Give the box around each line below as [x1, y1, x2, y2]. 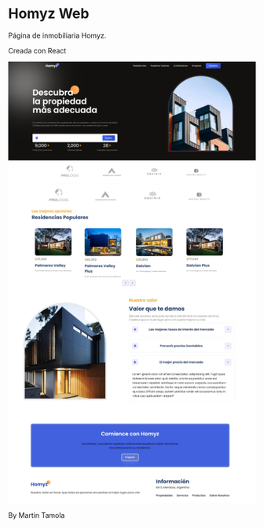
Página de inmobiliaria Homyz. [8, 31, 107, 40]
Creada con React [8, 46, 67, 55]
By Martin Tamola [8, 511, 65, 520]
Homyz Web [8, 5, 90, 23]
